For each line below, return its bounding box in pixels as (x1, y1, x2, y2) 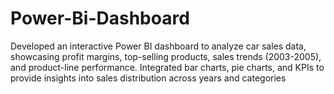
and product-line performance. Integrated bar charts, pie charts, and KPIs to (10, 61, 325, 73)
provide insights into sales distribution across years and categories (10, 72, 287, 84)
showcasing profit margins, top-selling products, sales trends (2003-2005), (10, 50, 322, 62)
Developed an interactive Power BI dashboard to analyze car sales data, (10, 40, 307, 52)
